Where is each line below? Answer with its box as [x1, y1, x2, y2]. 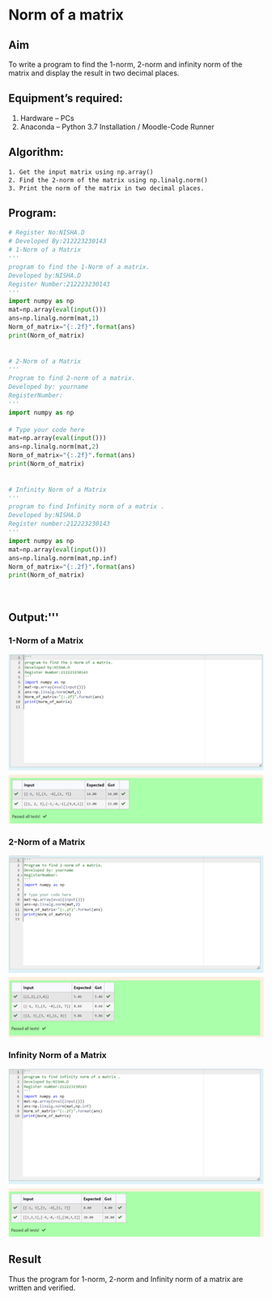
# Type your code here [8, 425, 85, 434]
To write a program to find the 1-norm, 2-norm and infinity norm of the [8, 59, 243, 69]
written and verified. [8, 1283, 76, 1293]
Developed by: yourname [8, 383, 89, 391]
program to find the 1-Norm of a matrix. [8, 262, 151, 271]
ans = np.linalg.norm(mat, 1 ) [8, 314, 100, 322]
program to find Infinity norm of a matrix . [8, 503, 164, 511]
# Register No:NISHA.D [8, 229, 85, 237]
